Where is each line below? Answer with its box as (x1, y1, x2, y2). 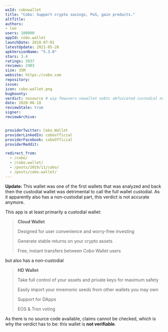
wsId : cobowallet (5, 7, 41, 13)
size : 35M (5, 68, 26, 73)
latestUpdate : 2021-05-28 (5, 45, 59, 50)
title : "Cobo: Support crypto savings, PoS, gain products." (5, 12, 135, 17)
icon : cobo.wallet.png (5, 86, 52, 92)
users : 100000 (5, 31, 35, 36)
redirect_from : (5, 151, 37, 156)
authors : (5, 21, 23, 27)
